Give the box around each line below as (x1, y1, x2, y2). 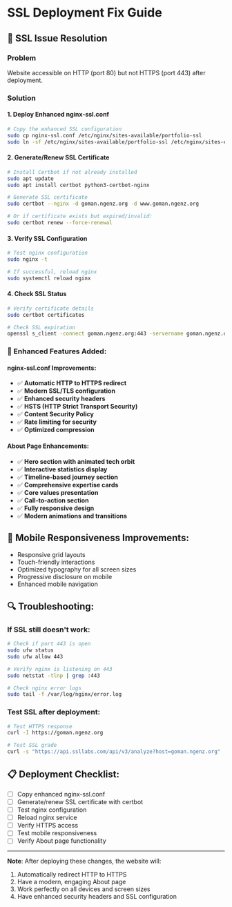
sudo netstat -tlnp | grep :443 (7, 672, 100, 679)
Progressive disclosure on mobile (17, 572, 113, 581)
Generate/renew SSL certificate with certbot (17, 797, 144, 806)
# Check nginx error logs (7, 685, 81, 692)
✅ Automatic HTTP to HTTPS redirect (17, 379, 127, 387)
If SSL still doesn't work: (7, 625, 90, 634)
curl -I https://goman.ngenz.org (7, 730, 104, 737)
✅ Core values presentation (17, 488, 99, 496)
